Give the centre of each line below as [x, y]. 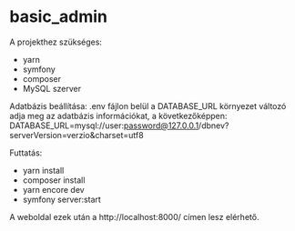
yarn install [43, 170]
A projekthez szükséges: [56, 42]
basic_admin [58, 17]
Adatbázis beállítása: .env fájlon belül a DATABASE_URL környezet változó [148, 105]
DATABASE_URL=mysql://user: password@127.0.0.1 [104, 126]
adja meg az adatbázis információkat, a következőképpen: [118, 115]
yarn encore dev [53, 189]
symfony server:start [62, 199]
